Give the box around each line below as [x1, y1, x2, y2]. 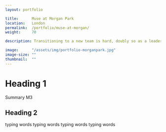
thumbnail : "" [5, 57, 37, 62]
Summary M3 [5, 94, 33, 100]
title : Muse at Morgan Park [5, 16, 74, 21]
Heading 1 [5, 78, 47, 89]
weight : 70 [5, 30, 37, 35]
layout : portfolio [5, 7, 43, 12]
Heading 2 [5, 108, 38, 117]
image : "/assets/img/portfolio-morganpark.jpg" [5, 48, 116, 53]
